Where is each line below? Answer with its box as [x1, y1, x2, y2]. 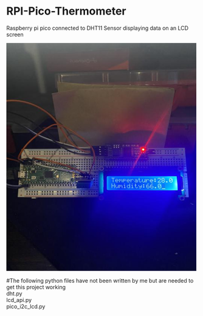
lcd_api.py [6, 296, 32, 303]
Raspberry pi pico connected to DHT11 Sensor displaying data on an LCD [6, 24, 189, 32]
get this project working [6, 283, 66, 290]
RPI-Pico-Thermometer [6, 4, 126, 18]
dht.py [6, 290, 22, 297]
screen [6, 30, 24, 38]
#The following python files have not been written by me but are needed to [6, 276, 194, 284]
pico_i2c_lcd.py [6, 303, 46, 310]
